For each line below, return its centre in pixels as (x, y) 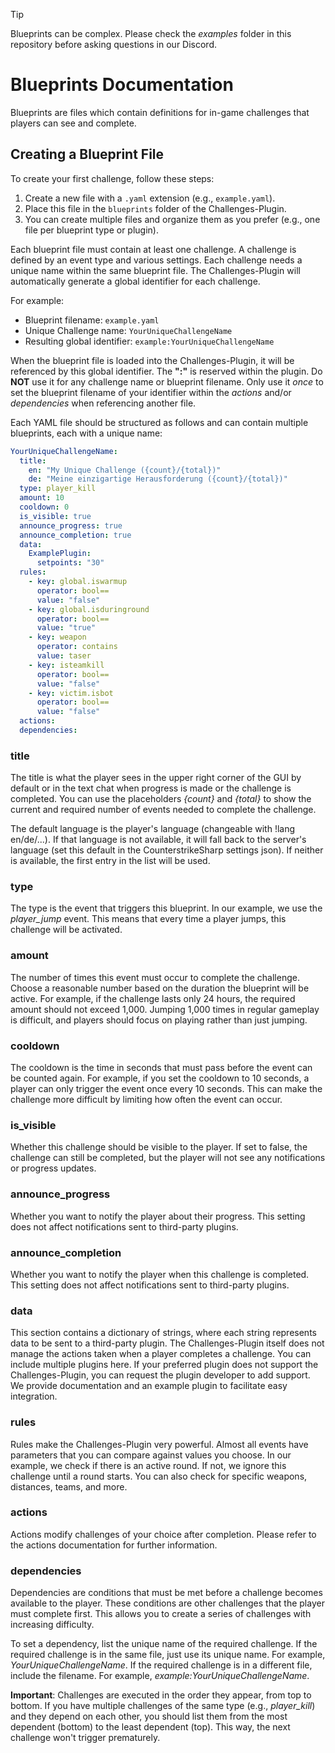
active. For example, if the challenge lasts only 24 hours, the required (153, 998)
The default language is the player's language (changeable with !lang (153, 829)
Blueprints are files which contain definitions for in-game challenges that (160, 112)
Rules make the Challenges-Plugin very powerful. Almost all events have (159, 1444)
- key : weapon (57, 637)
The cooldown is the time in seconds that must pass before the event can (161, 1068)
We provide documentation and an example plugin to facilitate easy (149, 1386)
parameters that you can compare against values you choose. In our (151, 1455)
